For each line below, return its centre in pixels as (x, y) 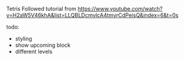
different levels (34, 52)
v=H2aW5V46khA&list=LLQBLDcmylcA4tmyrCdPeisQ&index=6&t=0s (92, 15)
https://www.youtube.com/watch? (120, 9)
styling (23, 38)
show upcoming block (43, 45)
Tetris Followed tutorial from (42, 9)
